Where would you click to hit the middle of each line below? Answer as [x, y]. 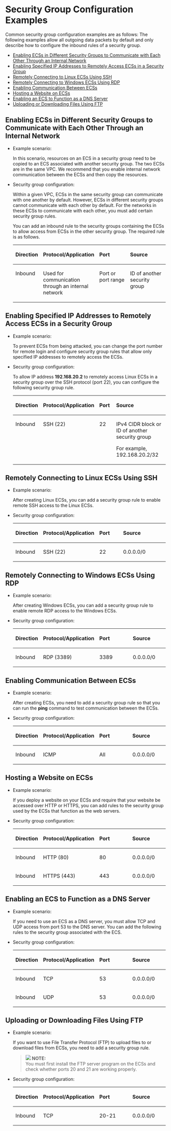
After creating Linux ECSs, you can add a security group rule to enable [87, 500]
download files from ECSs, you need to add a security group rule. [81, 1048]
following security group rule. [44, 387]
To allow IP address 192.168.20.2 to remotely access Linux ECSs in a [85, 376]
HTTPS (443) [59, 876]
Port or [107, 273]
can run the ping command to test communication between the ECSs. [86, 708]
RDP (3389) [58, 657]
